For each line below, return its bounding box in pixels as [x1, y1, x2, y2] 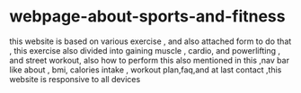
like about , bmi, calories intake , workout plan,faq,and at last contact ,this [9, 64, 282, 75]
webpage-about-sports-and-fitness [9, 6, 286, 27]
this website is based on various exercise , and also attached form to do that [9, 36, 292, 46]
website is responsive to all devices [9, 73, 141, 84]
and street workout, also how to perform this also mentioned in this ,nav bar [9, 55, 290, 65]
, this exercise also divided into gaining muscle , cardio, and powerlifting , [9, 45, 281, 55]
